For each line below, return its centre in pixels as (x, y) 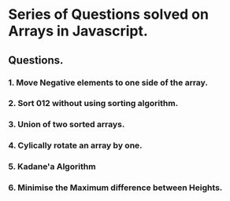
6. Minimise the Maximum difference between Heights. (115, 188)
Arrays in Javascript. (78, 31)
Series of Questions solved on (108, 15)
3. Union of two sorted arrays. (67, 125)
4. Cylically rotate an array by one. (76, 145)
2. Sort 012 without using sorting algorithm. (93, 104)
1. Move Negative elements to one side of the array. (108, 82)
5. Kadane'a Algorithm (52, 166)
